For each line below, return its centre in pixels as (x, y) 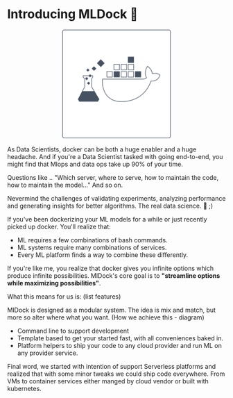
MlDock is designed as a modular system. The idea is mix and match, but (112, 310)
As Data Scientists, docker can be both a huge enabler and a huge (102, 149)
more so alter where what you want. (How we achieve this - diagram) (106, 317)
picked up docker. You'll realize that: (59, 226)
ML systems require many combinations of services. (92, 247)
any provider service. (48, 353)
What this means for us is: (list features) (64, 296)
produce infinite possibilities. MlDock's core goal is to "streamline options (114, 275)
